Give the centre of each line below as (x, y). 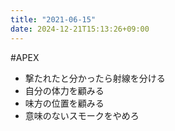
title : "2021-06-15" (53, 19)
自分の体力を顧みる (64, 90)
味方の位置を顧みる (64, 103)
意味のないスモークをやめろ (82, 115)
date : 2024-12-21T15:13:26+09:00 (80, 29)
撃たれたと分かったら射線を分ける (95, 78)
